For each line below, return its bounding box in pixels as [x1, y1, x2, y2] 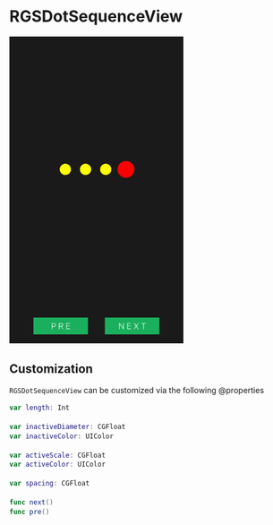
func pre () [9, 507, 50, 516]
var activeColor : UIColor [9, 460, 106, 469]
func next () [9, 497, 54, 507]
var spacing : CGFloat [9, 479, 90, 488]
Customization [9, 361, 94, 376]
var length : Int [9, 403, 70, 413]
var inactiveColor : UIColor [9, 432, 115, 441]
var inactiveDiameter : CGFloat [9, 422, 126, 431]
